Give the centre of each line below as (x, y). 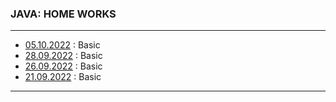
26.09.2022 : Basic (63, 66)
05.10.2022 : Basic (62, 45)
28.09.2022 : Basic (63, 56)
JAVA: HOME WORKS (63, 14)
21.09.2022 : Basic (63, 77)
